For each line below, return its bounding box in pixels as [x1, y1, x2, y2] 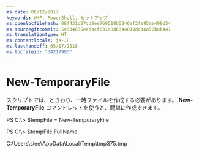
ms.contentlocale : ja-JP [6, 37, 70, 43]
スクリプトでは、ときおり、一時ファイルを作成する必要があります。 [6, 96, 178, 103]
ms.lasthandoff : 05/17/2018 [6, 43, 78, 50]
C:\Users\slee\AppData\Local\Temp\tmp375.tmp [6, 140, 127, 147]
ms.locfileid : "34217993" [6, 49, 72, 55]
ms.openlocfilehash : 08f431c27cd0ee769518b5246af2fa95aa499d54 [6, 20, 171, 26]
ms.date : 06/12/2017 [6, 9, 59, 15]
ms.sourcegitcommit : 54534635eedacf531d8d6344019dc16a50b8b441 [6, 26, 171, 32]
